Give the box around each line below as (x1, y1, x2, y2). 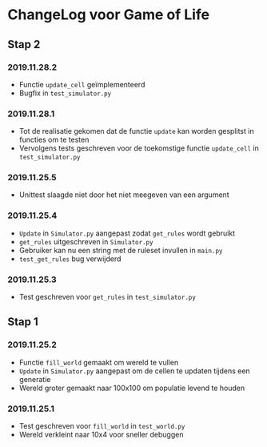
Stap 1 (7, 315, 39, 329)
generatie (18, 374, 51, 384)
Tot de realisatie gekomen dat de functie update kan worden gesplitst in (18, 127, 254, 136)
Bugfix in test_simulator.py (18, 88, 112, 98)
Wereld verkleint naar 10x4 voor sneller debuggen (18, 430, 184, 440)
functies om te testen (18, 135, 90, 145)
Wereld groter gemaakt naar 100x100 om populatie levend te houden (18, 383, 245, 393)
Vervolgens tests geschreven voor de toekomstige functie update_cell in (18, 143, 259, 153)
